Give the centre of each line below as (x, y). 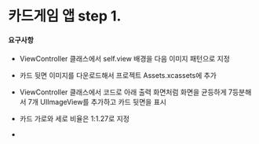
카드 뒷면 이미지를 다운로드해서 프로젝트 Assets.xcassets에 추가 (118, 76)
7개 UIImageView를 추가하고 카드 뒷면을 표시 (97, 102)
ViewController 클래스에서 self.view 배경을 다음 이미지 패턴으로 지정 (124, 59)
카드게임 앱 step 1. (65, 16)
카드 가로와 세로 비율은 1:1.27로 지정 (74, 119)
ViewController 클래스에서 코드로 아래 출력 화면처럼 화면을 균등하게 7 (126, 92)
